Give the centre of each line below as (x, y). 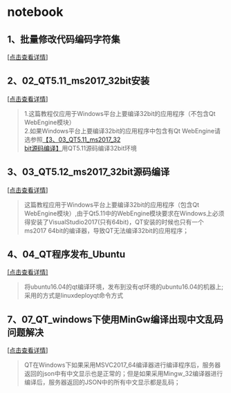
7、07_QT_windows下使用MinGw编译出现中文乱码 (115, 319)
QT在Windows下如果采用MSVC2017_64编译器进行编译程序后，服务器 (122, 365)
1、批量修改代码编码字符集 (64, 39)
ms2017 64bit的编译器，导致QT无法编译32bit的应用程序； (106, 230)
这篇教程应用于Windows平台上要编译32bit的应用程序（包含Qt (111, 204)
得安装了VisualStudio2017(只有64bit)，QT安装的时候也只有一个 (114, 222)
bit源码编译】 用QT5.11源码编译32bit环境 (80, 148)
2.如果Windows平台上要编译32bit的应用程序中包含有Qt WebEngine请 (122, 131)
